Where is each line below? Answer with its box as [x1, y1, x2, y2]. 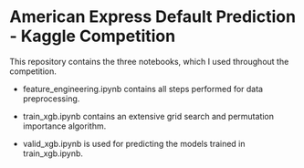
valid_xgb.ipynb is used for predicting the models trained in [22, 138, 246, 149]
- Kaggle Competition [9, 26, 176, 47]
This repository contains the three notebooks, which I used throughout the [9, 56, 289, 67]
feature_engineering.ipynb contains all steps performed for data [22, 83, 263, 94]
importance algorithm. [22, 121, 107, 131]
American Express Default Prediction [9, 6, 297, 27]
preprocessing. [22, 93, 80, 104]
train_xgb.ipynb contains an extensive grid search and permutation [22, 110, 275, 121]
